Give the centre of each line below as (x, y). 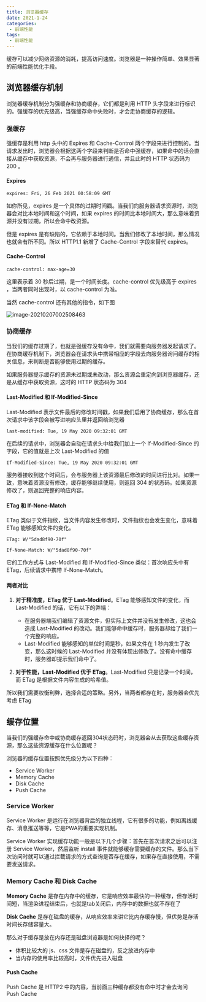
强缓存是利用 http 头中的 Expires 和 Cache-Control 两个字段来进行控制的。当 (103, 143)
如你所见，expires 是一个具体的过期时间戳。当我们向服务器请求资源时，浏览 (102, 206)
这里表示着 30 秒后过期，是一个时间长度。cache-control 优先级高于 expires (102, 281)
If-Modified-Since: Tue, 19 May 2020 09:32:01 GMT (72, 463)
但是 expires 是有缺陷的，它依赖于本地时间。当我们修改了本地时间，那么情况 (103, 234)
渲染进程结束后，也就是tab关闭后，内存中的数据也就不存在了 (104, 903)
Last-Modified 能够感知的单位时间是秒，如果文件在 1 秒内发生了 (105, 644)
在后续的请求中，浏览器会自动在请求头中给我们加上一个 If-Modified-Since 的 (103, 444)
